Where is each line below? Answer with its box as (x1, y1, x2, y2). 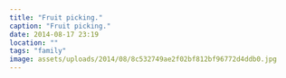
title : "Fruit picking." (9, 13, 103, 22)
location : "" (9, 38, 59, 48)
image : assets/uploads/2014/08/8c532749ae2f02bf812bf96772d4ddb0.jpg (9, 55, 278, 64)
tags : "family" (9, 47, 67, 56)
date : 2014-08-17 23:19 (9, 30, 100, 39)
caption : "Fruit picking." (9, 22, 111, 30)
